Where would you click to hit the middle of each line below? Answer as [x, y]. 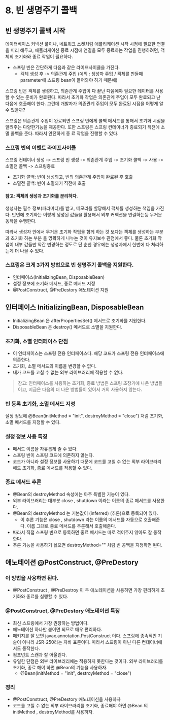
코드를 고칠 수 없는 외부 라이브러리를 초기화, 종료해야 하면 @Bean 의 [80, 706]
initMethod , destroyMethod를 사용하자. [53, 712]
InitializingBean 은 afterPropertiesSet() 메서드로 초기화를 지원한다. [80, 320]
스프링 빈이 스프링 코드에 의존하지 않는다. [53, 455]
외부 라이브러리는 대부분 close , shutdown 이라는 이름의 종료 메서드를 [82, 500]
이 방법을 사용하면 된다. [32, 578]
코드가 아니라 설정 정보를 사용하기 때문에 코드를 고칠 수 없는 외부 [76, 461]
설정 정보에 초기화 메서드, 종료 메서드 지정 [54, 283]
